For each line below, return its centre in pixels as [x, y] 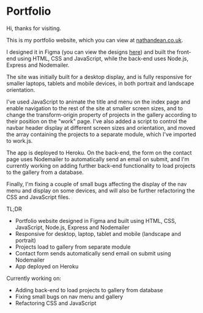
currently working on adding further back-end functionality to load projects [101, 165]
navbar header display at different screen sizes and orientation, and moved [101, 127]
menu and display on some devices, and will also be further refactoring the [101, 190]
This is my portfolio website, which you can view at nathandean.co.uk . [95, 40]
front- [184, 52]
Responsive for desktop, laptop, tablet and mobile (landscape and [98, 233]
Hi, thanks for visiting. [34, 28]
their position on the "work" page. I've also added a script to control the [97, 121]
